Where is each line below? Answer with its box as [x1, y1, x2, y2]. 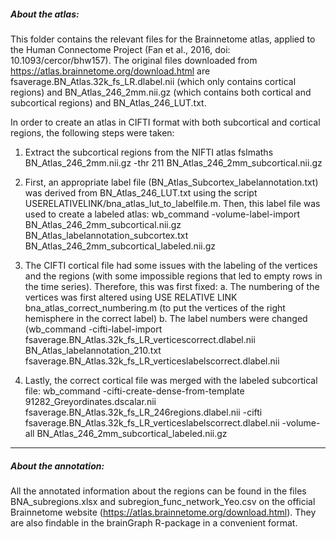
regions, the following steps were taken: [10, 126, 175, 139]
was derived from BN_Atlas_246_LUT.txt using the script [24, 186, 258, 199]
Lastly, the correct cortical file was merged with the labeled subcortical [24, 374, 318, 386]
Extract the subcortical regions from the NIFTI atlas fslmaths [24, 146, 274, 158]
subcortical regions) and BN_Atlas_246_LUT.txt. [10, 96, 207, 109]
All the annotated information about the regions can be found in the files [10, 485, 307, 497]
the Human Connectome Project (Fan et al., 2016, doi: [10, 43, 231, 55]
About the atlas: [10, 8, 80, 20]
